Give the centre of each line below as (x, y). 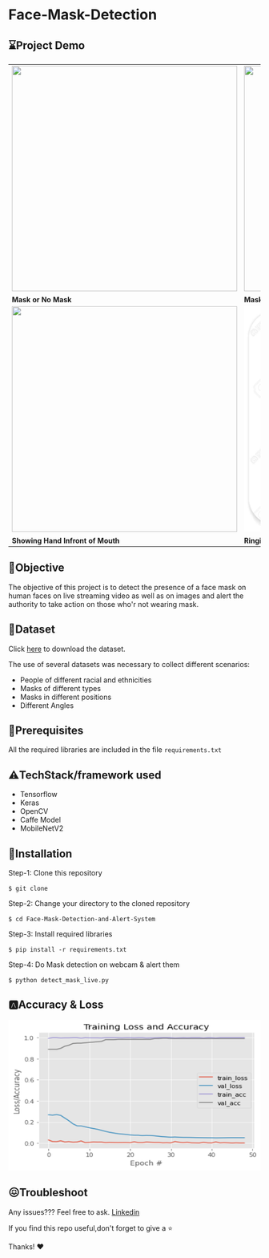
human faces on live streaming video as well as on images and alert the (126, 596)
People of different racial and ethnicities (86, 680)
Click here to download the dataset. (67, 649)
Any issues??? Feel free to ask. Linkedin (74, 1211)
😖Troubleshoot (48, 1193)
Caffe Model (40, 820)
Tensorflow (38, 795)
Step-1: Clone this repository (55, 873)
